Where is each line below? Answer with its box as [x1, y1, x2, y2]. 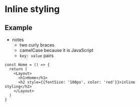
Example [5, 23, 33, 32]
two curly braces [19, 42, 55, 48]
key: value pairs [19, 52, 54, 58]
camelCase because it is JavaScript [19, 47, 94, 53]
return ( [9, 66, 28, 71]
